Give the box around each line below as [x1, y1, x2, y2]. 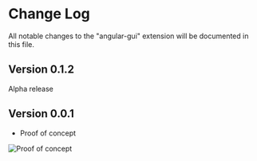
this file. [8, 39, 34, 49]
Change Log [8, 5, 90, 23]
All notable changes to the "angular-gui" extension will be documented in [8, 31, 249, 41]
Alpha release [8, 84, 54, 93]
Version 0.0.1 [8, 107, 74, 120]
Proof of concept [19, 128, 77, 138]
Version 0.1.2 [8, 63, 74, 77]
